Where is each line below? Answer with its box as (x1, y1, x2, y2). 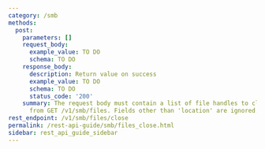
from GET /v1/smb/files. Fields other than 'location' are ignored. (28, 107, 259, 115)
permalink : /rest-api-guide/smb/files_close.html (8, 121, 175, 129)
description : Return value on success (28, 70, 157, 78)
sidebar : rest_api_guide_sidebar (8, 129, 118, 136)
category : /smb (8, 11, 58, 20)
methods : (8, 19, 37, 27)
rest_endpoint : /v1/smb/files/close (8, 114, 129, 122)
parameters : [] (22, 33, 73, 42)
